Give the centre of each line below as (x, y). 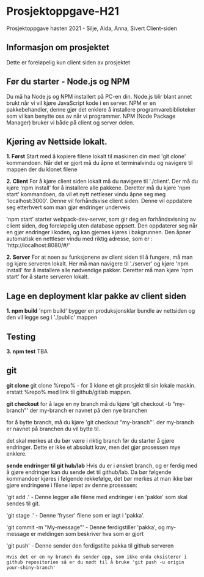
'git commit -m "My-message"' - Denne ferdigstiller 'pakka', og (86, 527)
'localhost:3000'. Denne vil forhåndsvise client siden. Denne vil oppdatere (99, 201)
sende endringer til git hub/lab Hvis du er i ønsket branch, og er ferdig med (102, 465)
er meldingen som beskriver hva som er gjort (87, 533)
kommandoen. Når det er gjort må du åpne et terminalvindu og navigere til (100, 163)
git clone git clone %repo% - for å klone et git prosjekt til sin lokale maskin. (101, 385)
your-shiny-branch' (31, 567)
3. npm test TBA (27, 351)
